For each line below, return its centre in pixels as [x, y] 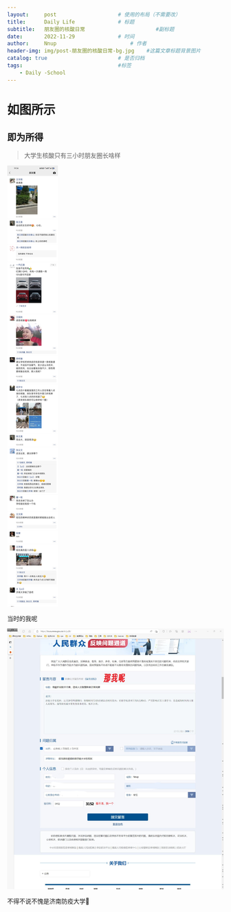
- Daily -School [43, 72]
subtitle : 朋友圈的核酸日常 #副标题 [91, 29]
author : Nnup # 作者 [77, 44]
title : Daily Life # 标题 [71, 22]
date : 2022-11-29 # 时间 [71, 37]
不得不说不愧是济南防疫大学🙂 [48, 901]
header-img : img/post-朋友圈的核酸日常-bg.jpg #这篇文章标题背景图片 [104, 51]
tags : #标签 [69, 65]
